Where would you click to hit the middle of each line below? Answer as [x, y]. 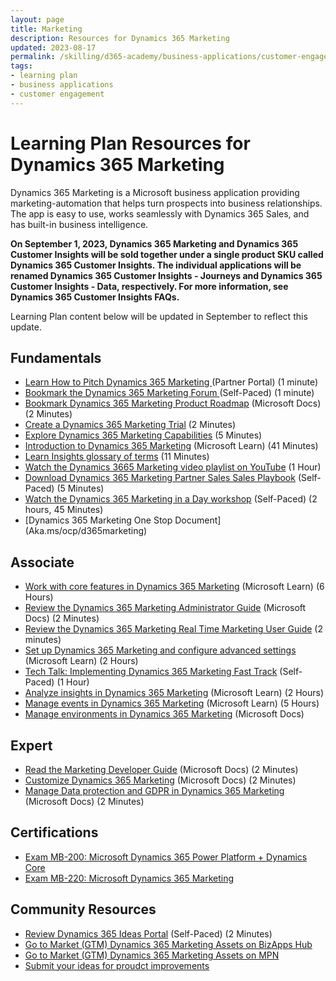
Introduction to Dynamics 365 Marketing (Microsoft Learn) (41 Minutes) [171, 446]
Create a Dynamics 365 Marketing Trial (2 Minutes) [130, 425]
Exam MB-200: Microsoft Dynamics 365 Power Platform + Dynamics [166, 857]
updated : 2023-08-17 [53, 47]
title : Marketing [46, 29]
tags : [21, 66]
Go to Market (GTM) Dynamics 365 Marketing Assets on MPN [152, 955]
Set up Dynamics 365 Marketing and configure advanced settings [160, 650]
